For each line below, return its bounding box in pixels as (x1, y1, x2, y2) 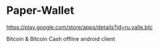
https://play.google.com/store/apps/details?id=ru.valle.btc (6, 23, 153, 31)
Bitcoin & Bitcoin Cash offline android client (6, 35, 115, 42)
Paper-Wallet (6, 4, 75, 17)
